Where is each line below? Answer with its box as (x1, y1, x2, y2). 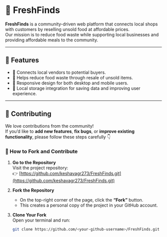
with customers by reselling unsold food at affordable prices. (5, 26, 130, 32)
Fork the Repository (12, 187, 55, 193)
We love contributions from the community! (5, 123, 94, 129)
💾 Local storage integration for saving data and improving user (12, 85, 141, 91)
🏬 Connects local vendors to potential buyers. (12, 69, 106, 75)
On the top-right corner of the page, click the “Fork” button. (19, 197, 144, 203)
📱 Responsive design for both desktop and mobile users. (12, 80, 128, 86)
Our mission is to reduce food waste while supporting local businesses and (5, 31, 159, 37)
